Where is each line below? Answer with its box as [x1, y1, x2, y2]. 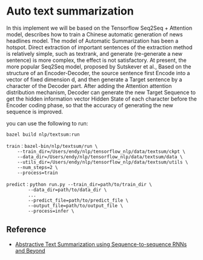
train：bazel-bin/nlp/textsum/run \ [6, 143, 98, 149]
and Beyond [15, 247, 45, 254]
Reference [6, 224, 47, 235]
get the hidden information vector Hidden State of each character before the [6, 95, 197, 102]
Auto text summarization [6, 4, 135, 18]
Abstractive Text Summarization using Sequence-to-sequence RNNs [15, 241, 187, 248]
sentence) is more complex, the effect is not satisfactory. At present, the [6, 56, 187, 64]
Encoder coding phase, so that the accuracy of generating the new [6, 101, 174, 108]
